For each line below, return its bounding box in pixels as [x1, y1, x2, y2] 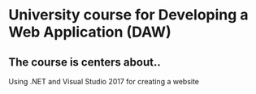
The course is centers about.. [8, 55, 161, 69]
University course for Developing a [8, 6, 249, 24]
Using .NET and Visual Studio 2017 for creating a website [8, 77, 200, 86]
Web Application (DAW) [8, 23, 172, 41]
